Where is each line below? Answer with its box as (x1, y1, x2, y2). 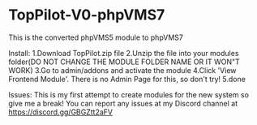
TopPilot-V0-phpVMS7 (8, 6, 165, 24)
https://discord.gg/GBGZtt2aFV (8, 107, 114, 117)
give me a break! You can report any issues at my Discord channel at (8, 98, 238, 108)
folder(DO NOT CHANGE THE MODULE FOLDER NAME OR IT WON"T (8, 57, 241, 67)
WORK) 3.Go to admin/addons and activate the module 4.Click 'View (8, 65, 237, 75)
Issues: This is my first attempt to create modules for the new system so (8, 89, 250, 99)
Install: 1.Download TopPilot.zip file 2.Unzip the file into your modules (8, 48, 239, 58)
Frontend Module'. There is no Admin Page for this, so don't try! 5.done (8, 74, 246, 84)
